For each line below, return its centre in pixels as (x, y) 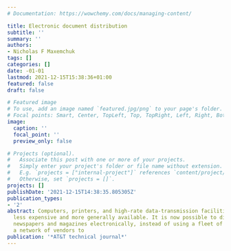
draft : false (26, 90)
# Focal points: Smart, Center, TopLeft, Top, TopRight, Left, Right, (110, 116)
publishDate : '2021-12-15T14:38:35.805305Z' (72, 192)
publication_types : (35, 198)
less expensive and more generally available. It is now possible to (115, 218)
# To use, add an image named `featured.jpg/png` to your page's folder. (115, 109)
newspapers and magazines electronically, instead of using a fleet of (118, 224)
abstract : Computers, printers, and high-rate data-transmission (102, 211)
